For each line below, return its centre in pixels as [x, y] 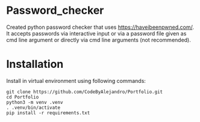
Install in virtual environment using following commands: [76, 81]
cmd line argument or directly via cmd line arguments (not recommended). [99, 40]
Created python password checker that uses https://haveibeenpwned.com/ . [100, 27]
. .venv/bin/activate [33, 108]
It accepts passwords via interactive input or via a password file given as [96, 33]
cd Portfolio [23, 97]
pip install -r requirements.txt [48, 113]
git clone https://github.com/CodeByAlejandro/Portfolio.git [85, 92]
